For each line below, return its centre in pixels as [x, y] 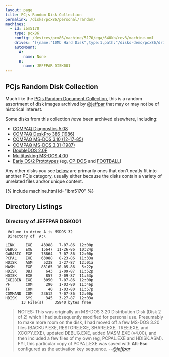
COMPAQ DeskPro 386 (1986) [44, 134]
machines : [16, 24]
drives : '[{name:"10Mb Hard [44, 43]
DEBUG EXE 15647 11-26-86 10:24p [49, 249]
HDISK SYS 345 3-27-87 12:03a [49, 298]
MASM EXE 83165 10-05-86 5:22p [49, 267]
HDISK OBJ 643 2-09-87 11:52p [49, 271]
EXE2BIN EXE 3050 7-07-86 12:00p [49, 280]
